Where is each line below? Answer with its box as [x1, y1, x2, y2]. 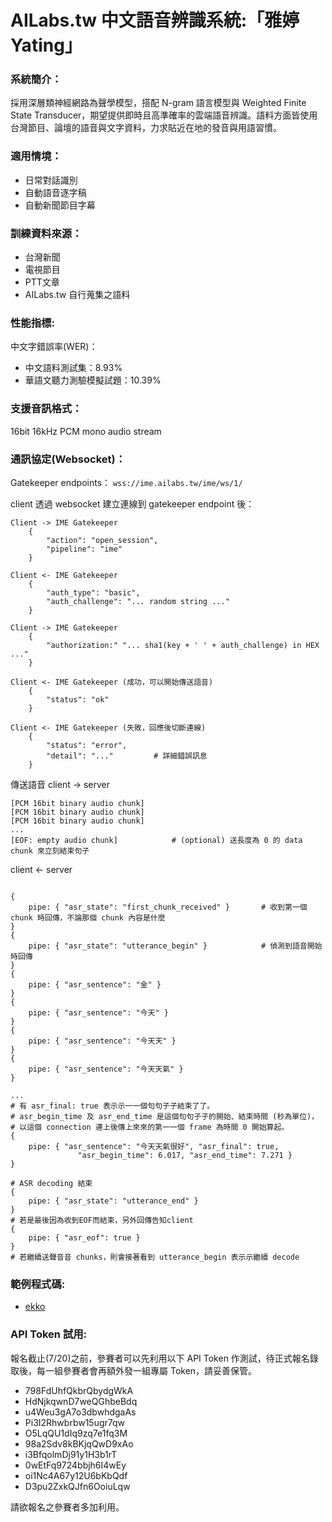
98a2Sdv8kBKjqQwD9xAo [24, 1437, 134, 1450]
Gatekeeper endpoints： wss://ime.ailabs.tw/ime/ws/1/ [10, 476, 243, 488]
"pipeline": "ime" [46, 544, 123, 554]
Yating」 [10, 34, 83, 57]
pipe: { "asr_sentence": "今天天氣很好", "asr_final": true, [28, 1141, 280, 1151]
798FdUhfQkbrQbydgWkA [24, 1384, 134, 1396]
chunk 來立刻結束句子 [10, 846, 90, 856]
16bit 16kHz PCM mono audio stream [10, 425, 162, 437]
